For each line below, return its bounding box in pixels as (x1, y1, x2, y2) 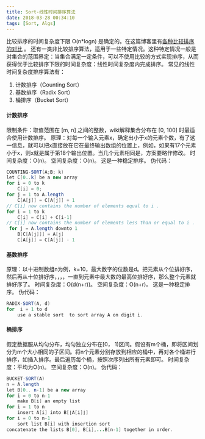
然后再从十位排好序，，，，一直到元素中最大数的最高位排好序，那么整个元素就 (6, 273, 196, 280)
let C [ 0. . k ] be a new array (6, 174, 78, 180)
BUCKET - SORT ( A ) (6, 376, 45, 382)
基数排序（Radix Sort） (15, 89, 74, 96)
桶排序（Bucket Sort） (15, 96, 72, 104)
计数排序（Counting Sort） (15, 81, 83, 88)
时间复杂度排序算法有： (6, 68, 65, 76)
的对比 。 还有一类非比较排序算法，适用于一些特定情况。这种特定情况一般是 (6, 45, 196, 52)
